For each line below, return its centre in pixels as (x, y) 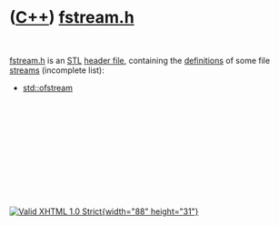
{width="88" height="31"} (150, 211)
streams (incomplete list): (57, 70)
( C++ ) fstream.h (72, 18)
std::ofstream (47, 87)
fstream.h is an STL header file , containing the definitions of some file (140, 60)
